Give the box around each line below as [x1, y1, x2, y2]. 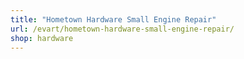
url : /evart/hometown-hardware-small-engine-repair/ [10, 24, 235, 34]
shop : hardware [10, 33, 74, 43]
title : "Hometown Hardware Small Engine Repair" [10, 14, 217, 25]
